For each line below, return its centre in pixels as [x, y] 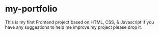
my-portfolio [31, 9]
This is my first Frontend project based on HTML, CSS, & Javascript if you [80, 22]
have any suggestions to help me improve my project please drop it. [74, 27]
